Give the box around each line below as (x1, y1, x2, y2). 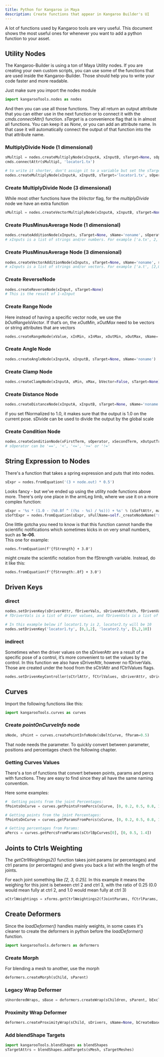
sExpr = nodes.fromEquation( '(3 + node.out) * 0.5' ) (5, 479, 115, 485)
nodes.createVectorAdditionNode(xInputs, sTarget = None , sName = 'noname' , (5, 260, 156, 265)
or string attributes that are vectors (5, 325, 76, 330)
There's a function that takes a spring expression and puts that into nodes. (5, 470, 155, 476)
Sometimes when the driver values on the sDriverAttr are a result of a (5, 649, 144, 655)
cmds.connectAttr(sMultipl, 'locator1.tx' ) (5, 160, 95, 164)
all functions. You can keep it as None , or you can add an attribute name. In (5, 122, 156, 127)
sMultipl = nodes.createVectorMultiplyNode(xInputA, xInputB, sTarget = (5, 210, 154, 215)
